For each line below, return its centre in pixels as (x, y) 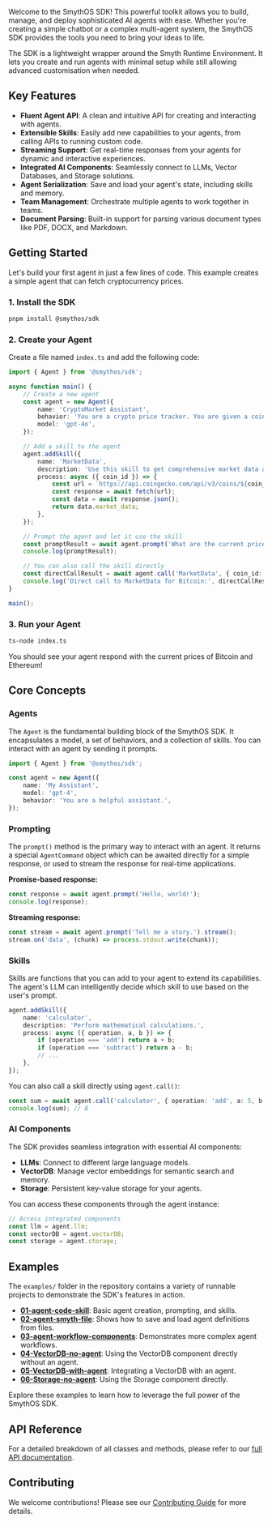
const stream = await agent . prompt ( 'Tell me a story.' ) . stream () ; (123, 932)
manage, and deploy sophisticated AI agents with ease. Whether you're (127, 20)
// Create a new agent (61, 394)
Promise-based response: (53, 879)
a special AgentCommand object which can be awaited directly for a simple (129, 855)
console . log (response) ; (49, 902)
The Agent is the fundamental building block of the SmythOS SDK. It (121, 731)
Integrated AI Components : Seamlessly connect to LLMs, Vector (128, 167)
